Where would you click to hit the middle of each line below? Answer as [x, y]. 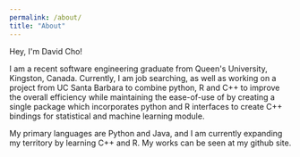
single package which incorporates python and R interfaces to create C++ [146, 106]
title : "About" [38, 26]
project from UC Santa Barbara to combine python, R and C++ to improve [145, 87]
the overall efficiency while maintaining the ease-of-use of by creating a [142, 97]
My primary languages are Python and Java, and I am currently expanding [146, 133]
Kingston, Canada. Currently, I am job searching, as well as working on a [143, 78]
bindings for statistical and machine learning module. [107, 116]
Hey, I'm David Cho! [46, 51]
